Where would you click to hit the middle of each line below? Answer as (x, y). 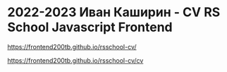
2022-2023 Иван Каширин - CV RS (114, 12)
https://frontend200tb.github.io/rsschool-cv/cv (75, 60)
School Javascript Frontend (90, 27)
